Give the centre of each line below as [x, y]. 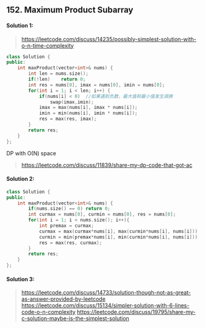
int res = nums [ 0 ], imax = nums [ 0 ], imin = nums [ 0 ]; [97, 85]
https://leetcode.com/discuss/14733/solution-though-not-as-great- [106, 293]
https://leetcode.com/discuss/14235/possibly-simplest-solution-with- [109, 39]
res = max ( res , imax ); [68, 119]
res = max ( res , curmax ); [70, 243]
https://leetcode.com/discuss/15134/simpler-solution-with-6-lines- [105, 305]
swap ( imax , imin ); [72, 102]
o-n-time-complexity [48, 46]
